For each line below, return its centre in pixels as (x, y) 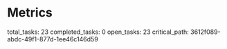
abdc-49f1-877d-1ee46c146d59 (53, 39)
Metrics (30, 13)
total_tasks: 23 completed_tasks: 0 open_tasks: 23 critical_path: (98, 32)
